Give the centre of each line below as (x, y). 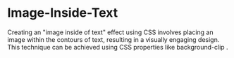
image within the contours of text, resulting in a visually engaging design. (113, 39)
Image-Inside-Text (63, 13)
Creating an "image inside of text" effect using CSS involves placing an (110, 32)
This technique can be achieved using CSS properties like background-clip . (118, 47)
